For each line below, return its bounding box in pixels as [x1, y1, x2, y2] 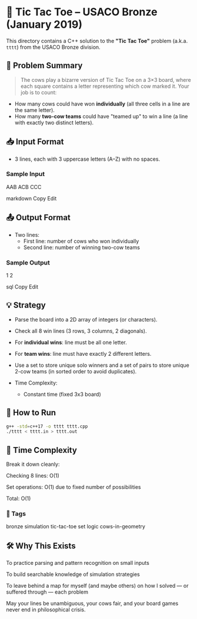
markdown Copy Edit [6, 194, 57, 202]
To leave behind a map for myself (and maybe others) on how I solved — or [6, 582, 189, 590]
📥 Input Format [6, 137, 64, 147]
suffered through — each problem [6, 588, 89, 595]
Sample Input [6, 170, 45, 178]
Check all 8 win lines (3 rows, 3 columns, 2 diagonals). [14, 327, 147, 335]
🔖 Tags [6, 509, 26, 518]
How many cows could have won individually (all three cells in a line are [14, 100, 190, 107]
